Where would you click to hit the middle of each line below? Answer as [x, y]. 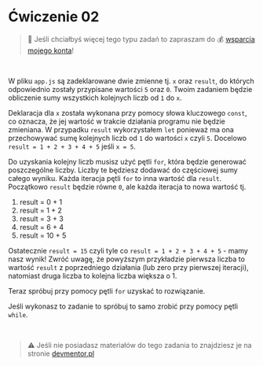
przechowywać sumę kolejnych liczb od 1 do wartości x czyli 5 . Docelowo [128, 138]
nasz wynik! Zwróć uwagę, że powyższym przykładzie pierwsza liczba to [127, 259]
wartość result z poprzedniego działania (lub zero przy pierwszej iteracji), [128, 267]
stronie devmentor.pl [61, 353]
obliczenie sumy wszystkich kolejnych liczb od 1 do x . [95, 98]
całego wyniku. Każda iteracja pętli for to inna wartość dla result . [115, 178]
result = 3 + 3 [42, 218]
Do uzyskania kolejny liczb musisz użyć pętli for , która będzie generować [128, 161]
